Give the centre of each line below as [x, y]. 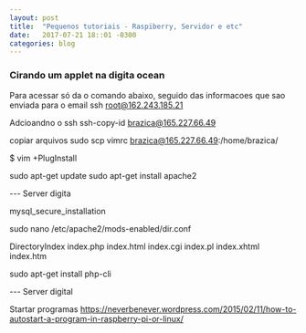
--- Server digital [41, 291]
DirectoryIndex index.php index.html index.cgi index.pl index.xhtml [135, 246]
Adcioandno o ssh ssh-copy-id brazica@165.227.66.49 [113, 122]
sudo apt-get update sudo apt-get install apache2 [103, 175]
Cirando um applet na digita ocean [87, 76]
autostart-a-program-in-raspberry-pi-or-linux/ [97, 318]
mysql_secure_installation [58, 211]
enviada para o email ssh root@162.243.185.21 [96, 105]
